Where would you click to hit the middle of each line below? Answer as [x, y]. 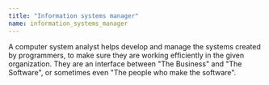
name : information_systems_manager [68, 23]
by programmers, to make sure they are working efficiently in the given [126, 55]
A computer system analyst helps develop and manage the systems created [134, 46]
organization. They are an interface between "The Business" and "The [125, 64]
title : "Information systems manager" [74, 16]
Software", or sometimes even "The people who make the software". [122, 72]
